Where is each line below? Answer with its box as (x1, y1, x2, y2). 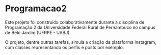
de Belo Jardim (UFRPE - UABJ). (5, 29, 71, 35)
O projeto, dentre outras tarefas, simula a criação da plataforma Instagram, (5, 39, 157, 45)
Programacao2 (5, 3, 67, 14)
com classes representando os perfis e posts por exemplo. (5, 44, 124, 50)
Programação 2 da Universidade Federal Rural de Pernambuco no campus (5, 24, 156, 30)
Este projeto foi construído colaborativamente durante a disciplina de (5, 19, 145, 25)
